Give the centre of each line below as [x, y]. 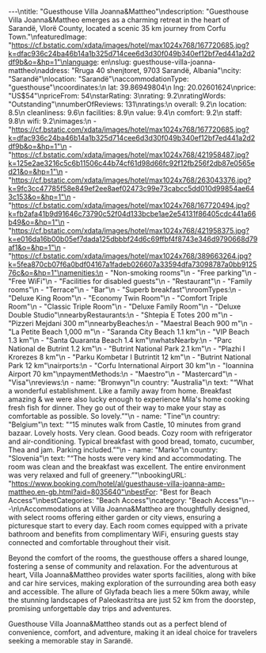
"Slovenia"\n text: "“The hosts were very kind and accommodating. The [125, 458]
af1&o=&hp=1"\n [35, 248]
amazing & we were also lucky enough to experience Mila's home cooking [129, 399]
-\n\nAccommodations [45, 509]
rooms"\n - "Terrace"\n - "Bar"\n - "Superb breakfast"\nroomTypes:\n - [125, 290]
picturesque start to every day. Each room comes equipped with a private [128, 526]
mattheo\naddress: [39, 70]
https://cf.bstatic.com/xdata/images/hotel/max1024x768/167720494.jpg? [131, 205]
